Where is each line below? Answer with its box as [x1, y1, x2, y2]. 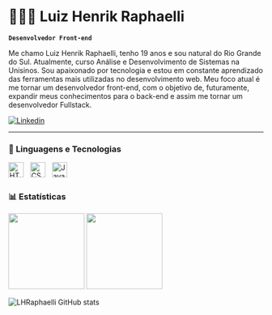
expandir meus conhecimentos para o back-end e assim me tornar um [8, 91, 243, 100]
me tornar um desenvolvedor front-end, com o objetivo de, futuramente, [8, 83, 249, 92]
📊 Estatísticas [8, 191, 66, 202]
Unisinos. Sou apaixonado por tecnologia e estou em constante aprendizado [8, 65, 263, 75]
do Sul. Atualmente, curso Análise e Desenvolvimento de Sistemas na [8, 57, 240, 66]
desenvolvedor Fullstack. [8, 100, 92, 109]
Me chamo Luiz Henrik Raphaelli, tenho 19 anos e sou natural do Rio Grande [8, 48, 261, 57]
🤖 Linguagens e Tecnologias [8, 143, 121, 155]
